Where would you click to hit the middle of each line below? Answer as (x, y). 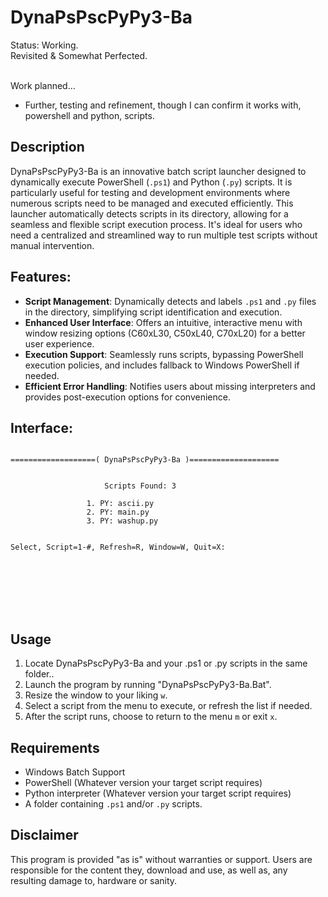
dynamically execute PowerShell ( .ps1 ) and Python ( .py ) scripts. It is (151, 182)
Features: (41, 277)
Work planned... (43, 85)
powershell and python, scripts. (89, 115)
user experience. (59, 343)
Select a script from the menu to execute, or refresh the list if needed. (168, 706)
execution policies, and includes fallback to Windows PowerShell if (162, 365)
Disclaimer (44, 835)
